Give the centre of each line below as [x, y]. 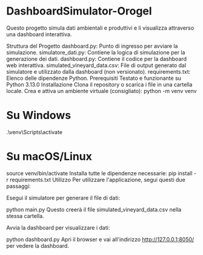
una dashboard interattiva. [39, 34]
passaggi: [18, 186]
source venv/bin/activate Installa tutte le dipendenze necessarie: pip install [99, 173]
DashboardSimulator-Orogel [79, 11]
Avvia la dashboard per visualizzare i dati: [58, 227]
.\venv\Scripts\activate [34, 132]
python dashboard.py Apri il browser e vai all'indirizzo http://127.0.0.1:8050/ [100, 239]
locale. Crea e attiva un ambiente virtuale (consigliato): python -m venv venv [101, 91]
